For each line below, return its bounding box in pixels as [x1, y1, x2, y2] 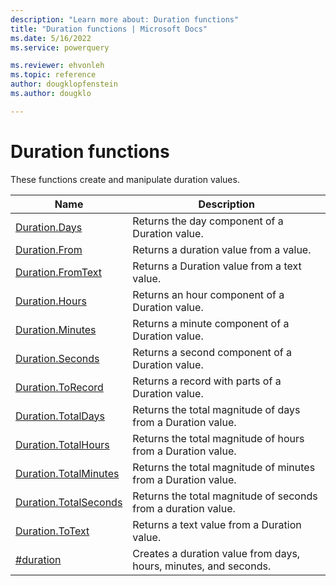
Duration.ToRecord [15, 380, 104, 394]
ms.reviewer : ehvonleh [10, 61, 105, 71]
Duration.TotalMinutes [15, 466, 120, 480]
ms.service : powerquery [10, 42, 110, 53]
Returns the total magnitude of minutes [132, 460, 316, 474]
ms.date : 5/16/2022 [10, 33, 92, 43]
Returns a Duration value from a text [132, 259, 302, 273]
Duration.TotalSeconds [15, 495, 123, 509]
